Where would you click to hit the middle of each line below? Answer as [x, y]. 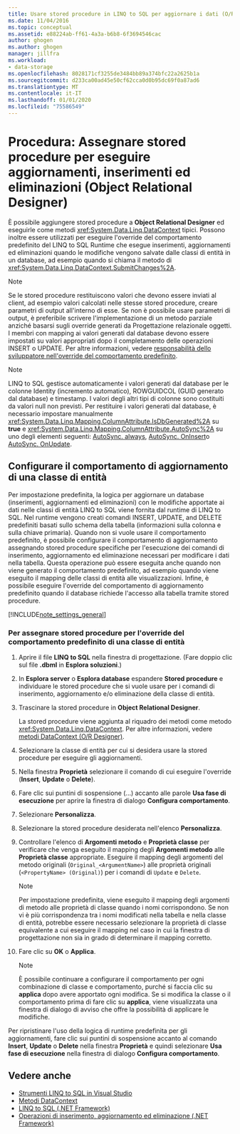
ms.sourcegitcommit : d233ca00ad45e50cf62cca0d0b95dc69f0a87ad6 [104, 80]
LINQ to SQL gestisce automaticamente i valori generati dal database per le [119, 383]
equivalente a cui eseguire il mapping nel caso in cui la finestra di [114, 930]
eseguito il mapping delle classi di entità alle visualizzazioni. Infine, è [109, 578]
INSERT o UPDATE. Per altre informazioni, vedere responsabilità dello [110, 348]
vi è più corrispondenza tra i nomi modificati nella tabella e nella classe [122, 915]
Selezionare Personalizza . [57, 814]
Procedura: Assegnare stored [97, 142]
